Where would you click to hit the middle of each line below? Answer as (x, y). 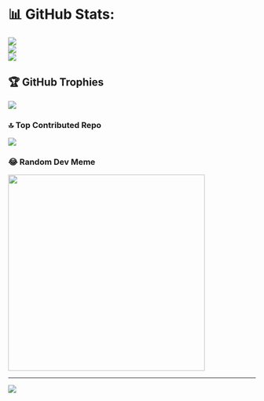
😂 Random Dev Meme (52, 162)
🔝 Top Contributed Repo (55, 125)
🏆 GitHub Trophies (56, 82)
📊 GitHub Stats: (62, 15)
